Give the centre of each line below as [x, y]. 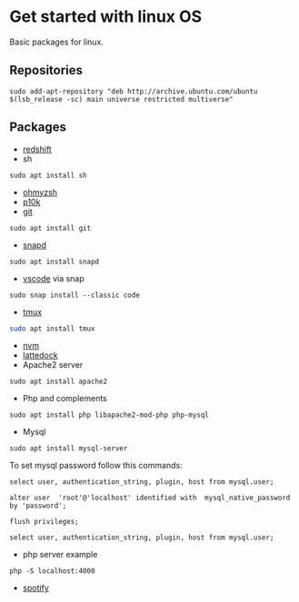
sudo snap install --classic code [75, 295]
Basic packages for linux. [57, 42]
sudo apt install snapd [55, 262]
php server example [60, 555]
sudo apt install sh [49, 175]
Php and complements [65, 399]
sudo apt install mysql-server [69, 449]
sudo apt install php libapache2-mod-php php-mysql [109, 415]
